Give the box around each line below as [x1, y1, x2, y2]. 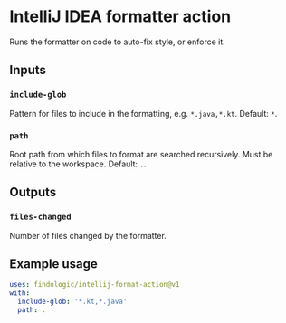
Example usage [9, 256, 98, 271]
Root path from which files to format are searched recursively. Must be [9, 148, 273, 159]
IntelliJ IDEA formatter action [9, 6, 232, 27]
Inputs [9, 62, 47, 78]
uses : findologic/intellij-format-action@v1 [9, 280, 180, 290]
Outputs [9, 185, 57, 200]
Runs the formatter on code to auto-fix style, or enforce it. [9, 36, 226, 47]
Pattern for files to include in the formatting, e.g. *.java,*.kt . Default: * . [9, 108, 278, 119]
